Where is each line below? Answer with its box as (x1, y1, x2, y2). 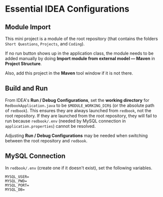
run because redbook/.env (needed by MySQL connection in (5, 118, 126, 124)
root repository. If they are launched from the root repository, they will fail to (5, 113, 157, 118)
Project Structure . (5, 61, 42, 66)
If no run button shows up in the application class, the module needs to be (5, 50, 154, 56)
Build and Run (5, 84, 48, 93)
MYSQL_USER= (5, 174, 29, 179)
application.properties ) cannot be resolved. (5, 123, 96, 129)
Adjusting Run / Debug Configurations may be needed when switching (5, 133, 148, 138)
